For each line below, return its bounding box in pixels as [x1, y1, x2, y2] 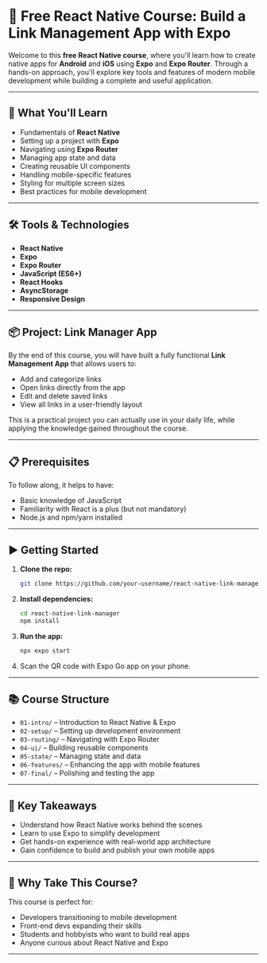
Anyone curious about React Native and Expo [19, 938, 168, 947]
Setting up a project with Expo [19, 135, 119, 146]
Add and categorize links [19, 374, 102, 384]
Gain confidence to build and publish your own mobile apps [19, 845, 215, 855]
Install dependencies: [19, 594, 94, 603]
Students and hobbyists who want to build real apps [19, 929, 191, 938]
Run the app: [19, 631, 64, 641]
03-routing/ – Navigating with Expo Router [19, 735, 161, 744]
